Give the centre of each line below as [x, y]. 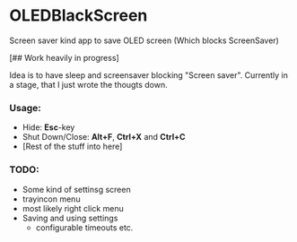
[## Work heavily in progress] [64, 57]
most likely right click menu [73, 208]
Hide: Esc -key [48, 127]
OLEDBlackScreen [79, 16]
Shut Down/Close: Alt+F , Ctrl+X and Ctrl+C [104, 137]
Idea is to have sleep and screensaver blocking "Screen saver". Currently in [149, 75]
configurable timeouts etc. [84, 227]
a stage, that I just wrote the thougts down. [88, 84]
